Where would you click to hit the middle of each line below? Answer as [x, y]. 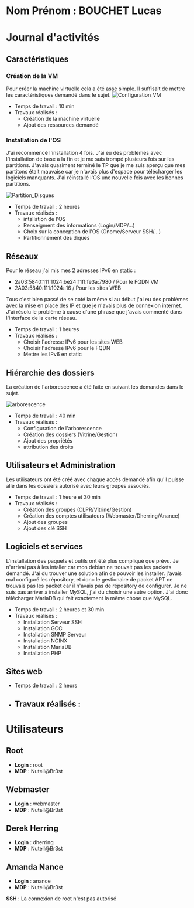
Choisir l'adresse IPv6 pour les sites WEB [73, 342]
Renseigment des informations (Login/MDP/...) [79, 225]
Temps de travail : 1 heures [47, 329]
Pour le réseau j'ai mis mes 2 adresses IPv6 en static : [71, 270]
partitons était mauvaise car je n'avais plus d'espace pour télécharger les [94, 172]
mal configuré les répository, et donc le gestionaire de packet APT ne [89, 579]
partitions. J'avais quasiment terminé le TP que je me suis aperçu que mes [96, 165]
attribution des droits [49, 447]
